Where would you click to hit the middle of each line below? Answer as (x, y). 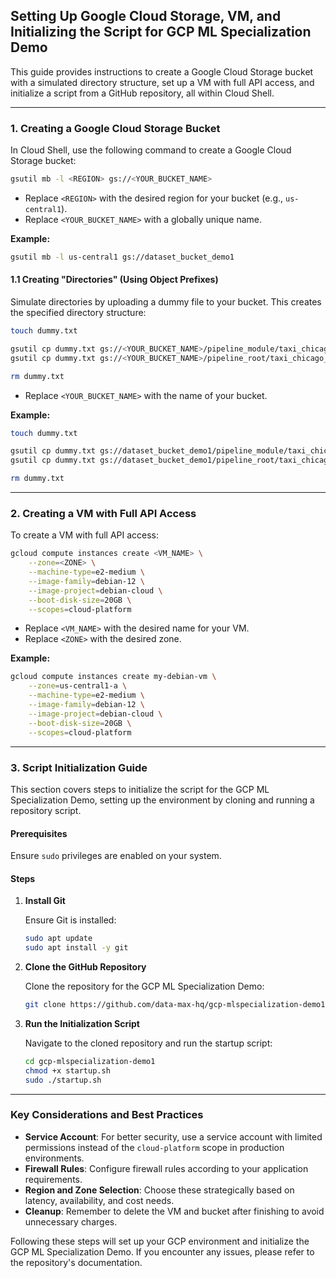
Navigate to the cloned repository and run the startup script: (148, 1043)
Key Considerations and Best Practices (107, 1115)
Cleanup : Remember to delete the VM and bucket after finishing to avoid (174, 1211)
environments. (54, 1158)
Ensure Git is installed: (70, 920)
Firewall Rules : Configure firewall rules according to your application (166, 1168)
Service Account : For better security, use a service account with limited (173, 1136)
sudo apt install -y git (76, 948)
